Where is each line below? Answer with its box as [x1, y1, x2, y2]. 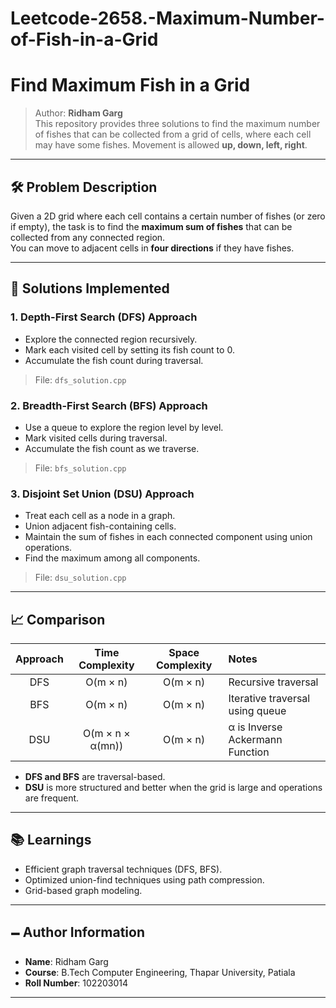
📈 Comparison [10, 611, 106, 628]
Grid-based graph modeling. [24, 884, 143, 896]
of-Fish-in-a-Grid [10, 28, 159, 51]
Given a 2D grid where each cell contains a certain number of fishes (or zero [10, 210, 326, 222]
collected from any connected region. [10, 231, 166, 243]
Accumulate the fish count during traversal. [24, 354, 204, 366]
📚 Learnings [10, 832, 92, 849]
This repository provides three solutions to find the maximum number [34, 118, 321, 130]
